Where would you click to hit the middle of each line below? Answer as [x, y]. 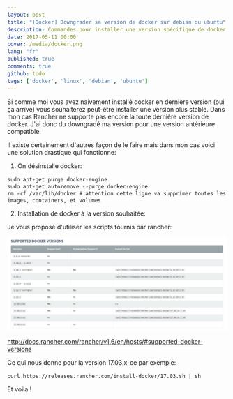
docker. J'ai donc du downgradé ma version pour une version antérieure [111, 124]
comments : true [29, 66]
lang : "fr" [23, 52]
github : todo [26, 73]
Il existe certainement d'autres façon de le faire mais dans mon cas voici [111, 145]
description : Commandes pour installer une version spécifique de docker [117, 29]
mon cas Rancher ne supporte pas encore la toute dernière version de [108, 116]
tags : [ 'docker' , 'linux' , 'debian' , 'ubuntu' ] [78, 81]
